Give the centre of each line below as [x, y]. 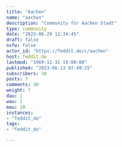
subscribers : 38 [26, 73]
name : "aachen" [25, 17]
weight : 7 [19, 90]
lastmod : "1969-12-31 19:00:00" [47, 62]
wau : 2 [14, 101]
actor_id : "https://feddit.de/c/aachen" [58, 51]
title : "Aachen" [26, 12]
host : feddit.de [26, 57]
